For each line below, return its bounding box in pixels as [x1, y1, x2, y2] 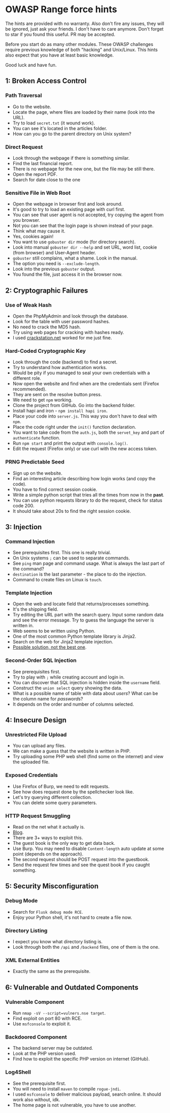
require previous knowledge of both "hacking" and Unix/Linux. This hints [5, 46, 158, 53]
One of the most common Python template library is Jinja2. [12, 633, 136, 639]
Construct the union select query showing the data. [12, 685, 123, 691]
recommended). [12, 386, 47, 392]
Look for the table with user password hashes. [12, 318, 110, 324]
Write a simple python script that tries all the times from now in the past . [12, 491, 164, 498]
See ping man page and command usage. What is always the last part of [12, 560, 165, 566]
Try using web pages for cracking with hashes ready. [12, 329, 125, 335]
